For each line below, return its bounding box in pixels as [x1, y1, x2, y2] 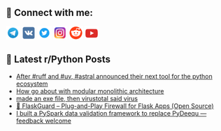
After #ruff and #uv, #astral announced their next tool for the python [15, 72, 213, 80]
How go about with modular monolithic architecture [15, 86, 164, 95]
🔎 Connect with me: [6, 7, 93, 19]
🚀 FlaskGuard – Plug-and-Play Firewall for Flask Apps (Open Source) [15, 102, 214, 110]
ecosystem [15, 79, 48, 88]
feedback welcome [15, 116, 72, 125]
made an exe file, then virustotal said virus [15, 94, 138, 102]
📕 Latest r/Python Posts [6, 54, 111, 65]
